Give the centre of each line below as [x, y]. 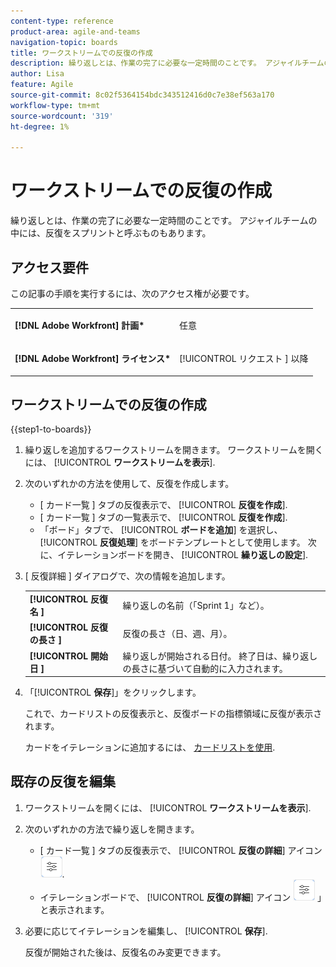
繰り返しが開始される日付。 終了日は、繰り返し [220, 656]
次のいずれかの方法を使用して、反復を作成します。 [129, 484]
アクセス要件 [49, 267]
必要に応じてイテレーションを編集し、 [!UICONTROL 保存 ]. [146, 931]
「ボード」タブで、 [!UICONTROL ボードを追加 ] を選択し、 [161, 530]
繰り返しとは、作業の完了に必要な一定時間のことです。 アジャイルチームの [164, 221]
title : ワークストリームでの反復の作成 [81, 53]
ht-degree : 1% [40, 126]
